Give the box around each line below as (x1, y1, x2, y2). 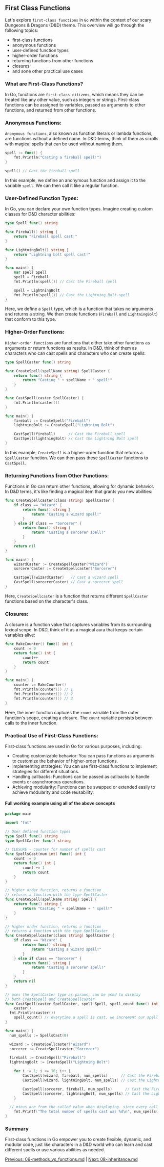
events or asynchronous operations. (12, 778, 85, 784)
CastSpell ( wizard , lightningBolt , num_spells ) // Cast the (22, 1078, 145, 1083)
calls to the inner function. (5, 720, 58, 726)
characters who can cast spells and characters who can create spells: (5, 350, 146, 356)
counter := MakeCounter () (14, 682, 67, 687)
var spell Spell (14, 270, 47, 275)
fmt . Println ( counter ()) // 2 (14, 691, 73, 696)
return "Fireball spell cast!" (14, 234, 78, 239)
